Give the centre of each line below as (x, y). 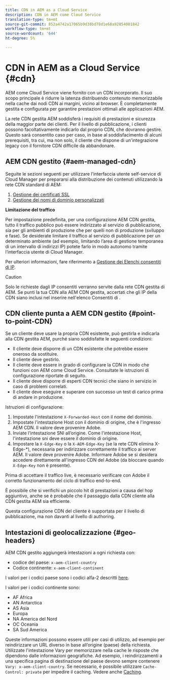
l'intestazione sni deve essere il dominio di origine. (65, 438)
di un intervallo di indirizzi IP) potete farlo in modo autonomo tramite (76, 246)
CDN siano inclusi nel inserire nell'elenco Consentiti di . (63, 297)
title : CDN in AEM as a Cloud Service (46, 10)
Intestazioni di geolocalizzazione (58, 533)
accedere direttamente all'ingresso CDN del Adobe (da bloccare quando (88, 460)
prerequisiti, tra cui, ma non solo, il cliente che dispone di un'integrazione (82, 140)
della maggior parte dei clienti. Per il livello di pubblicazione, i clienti (76, 124)
